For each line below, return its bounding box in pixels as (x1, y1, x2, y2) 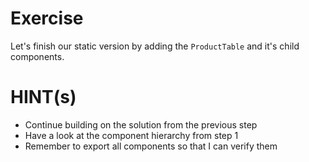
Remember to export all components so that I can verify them (24, 140, 278, 152)
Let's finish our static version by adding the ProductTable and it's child (10, 40, 300, 52)
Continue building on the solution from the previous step (24, 118, 258, 131)
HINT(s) (10, 86, 77, 109)
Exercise (10, 7, 84, 30)
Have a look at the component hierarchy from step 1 (24, 129, 239, 141)
